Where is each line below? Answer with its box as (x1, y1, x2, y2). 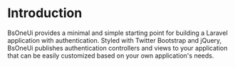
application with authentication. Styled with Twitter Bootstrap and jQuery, (7, 36, 222, 44)
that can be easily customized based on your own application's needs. (7, 51, 214, 60)
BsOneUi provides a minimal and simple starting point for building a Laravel (7, 29, 228, 37)
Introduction (7, 5, 83, 21)
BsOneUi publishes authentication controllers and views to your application (7, 43, 228, 52)
